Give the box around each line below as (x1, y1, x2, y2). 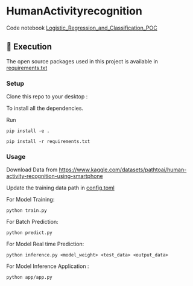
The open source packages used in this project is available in (6, 57, 159, 65)
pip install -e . (6, 128, 50, 134)
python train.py (6, 208, 47, 214)
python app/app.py (6, 275, 52, 281)
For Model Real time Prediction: (6, 240, 84, 248)
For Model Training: (6, 196, 55, 203)
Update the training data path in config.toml (6, 184, 115, 191)
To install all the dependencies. (6, 104, 83, 112)
